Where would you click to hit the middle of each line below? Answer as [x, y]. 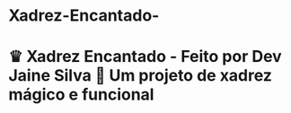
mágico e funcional [81, 95]
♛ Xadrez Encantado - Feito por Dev [145, 57]
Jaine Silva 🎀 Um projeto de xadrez [141, 76]
